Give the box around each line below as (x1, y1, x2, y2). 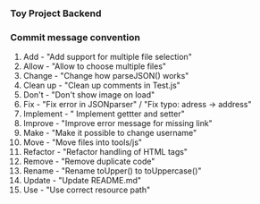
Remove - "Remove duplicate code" (22, 156, 155, 167)
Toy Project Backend (10, 7, 102, 20)
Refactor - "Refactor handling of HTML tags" (22, 147, 189, 157)
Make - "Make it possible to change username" (22, 128, 197, 139)
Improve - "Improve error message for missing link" (22, 118, 213, 129)
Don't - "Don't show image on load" (22, 89, 155, 100)
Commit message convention (10, 30, 141, 43)
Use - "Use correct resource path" (22, 184, 151, 195)
